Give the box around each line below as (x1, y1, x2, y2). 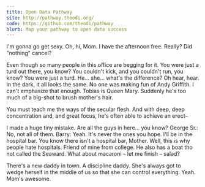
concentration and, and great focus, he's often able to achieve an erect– (6, 112, 188, 120)
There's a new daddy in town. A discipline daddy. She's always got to (6, 162, 182, 169)
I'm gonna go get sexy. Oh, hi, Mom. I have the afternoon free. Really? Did (6, 43, 193, 50)
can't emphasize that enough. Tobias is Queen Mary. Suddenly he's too (6, 87, 187, 95)
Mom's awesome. (6, 175, 51, 183)
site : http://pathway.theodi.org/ (6, 15, 95, 21)
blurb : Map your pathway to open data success (6, 26, 127, 32)
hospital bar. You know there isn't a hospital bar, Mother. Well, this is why (6, 137, 190, 145)
